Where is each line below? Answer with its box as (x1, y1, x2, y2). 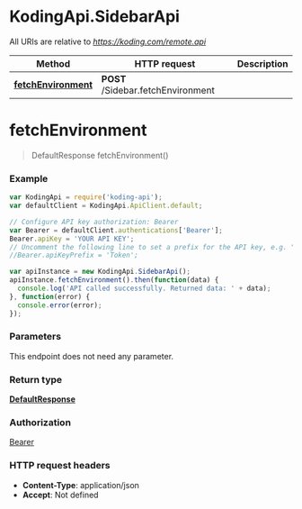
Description (236, 57, 289, 69)
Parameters (9, 331, 61, 343)
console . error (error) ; (17, 300, 102, 310)
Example (9, 172, 49, 185)
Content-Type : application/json (22, 479, 139, 490)
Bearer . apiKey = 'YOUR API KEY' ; (9, 234, 135, 243)
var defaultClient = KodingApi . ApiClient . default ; (9, 201, 203, 211)
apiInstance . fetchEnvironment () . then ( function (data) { (9, 276, 219, 285)
